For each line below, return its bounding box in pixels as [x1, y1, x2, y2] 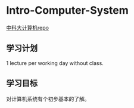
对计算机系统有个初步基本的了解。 [6, 95, 90, 102]
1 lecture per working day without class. [6, 59, 104, 66]
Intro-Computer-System [6, 4, 129, 17]
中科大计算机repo [6, 24, 49, 31]
